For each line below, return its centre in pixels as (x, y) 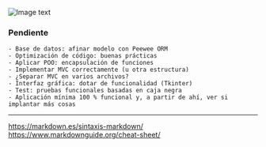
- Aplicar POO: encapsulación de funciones (81, 63)
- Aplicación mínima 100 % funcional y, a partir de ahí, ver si (118, 98)
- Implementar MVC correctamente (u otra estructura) (99, 70)
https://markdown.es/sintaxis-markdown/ (76, 126)
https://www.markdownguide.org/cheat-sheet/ (84, 135)
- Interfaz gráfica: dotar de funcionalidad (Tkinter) (101, 84)
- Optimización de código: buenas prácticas (83, 56)
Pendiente (28, 32)
